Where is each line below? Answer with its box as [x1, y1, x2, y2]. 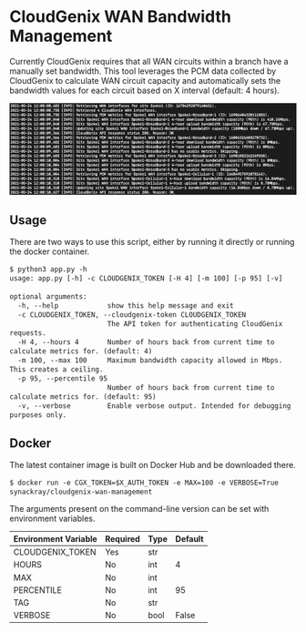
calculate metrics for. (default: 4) [9, 347, 153, 356]
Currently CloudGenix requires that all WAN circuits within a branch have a [9, 56, 289, 66]
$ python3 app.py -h [9, 265, 88, 274]
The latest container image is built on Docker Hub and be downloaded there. [9, 460, 296, 471]
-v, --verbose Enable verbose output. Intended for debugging [17, 402, 291, 411]
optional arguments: [9, 292, 88, 301]
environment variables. [9, 513, 96, 525]
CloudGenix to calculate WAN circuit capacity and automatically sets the [9, 75, 281, 86]
